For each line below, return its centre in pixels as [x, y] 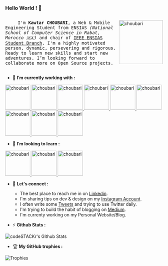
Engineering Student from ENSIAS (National [59, 28]
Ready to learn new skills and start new [57, 53]
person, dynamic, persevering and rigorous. [61, 48]
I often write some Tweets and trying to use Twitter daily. [78, 204]
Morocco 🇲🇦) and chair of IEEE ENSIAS [54, 38]
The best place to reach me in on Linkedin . [64, 193]
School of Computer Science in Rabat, [53, 33]
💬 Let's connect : [30, 184]
